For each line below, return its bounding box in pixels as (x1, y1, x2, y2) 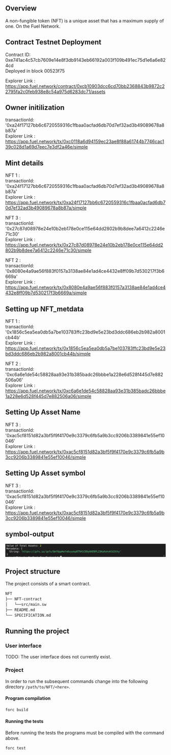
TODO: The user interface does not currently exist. (5, 654, 111, 660)
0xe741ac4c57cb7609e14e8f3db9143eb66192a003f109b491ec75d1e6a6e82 (5, 57, 166, 63)
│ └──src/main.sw (5, 602, 47, 607)
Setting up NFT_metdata (5, 304, 84, 313)
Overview (5, 4, 37, 13)
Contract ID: (5, 51, 31, 58)
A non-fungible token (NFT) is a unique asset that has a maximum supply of (5, 17, 164, 23)
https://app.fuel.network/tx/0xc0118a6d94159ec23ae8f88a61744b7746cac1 (5, 138, 164, 145)
